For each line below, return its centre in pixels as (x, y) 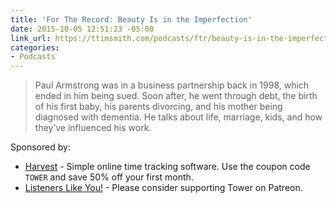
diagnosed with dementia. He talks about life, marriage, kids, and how (178, 117)
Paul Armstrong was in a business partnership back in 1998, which (172, 85)
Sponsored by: (40, 147)
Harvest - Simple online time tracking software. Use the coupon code (167, 167)
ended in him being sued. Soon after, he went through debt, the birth (176, 96)
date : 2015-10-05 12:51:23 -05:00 (82, 29)
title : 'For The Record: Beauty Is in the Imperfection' (131, 19)
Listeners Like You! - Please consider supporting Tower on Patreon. (163, 188)
